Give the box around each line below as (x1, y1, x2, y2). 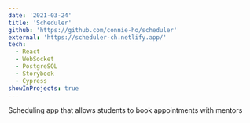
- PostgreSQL (15, 63, 58, 71)
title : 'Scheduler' (8, 19, 72, 27)
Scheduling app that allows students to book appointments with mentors (8, 106, 243, 115)
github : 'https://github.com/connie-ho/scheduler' (8, 26, 178, 34)
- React (15, 48, 41, 56)
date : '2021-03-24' (8, 11, 72, 20)
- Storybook (15, 70, 55, 78)
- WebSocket (15, 56, 55, 63)
